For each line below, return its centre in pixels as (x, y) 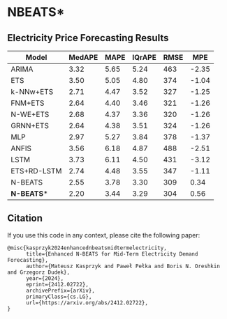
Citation (25, 218)
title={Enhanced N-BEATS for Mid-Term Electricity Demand (112, 254)
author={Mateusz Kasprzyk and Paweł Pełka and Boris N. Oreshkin (123, 266)
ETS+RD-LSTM (36, 171)
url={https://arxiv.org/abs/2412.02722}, (87, 303)
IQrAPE (145, 57)
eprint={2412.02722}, (57, 284)
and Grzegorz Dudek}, (39, 272)
